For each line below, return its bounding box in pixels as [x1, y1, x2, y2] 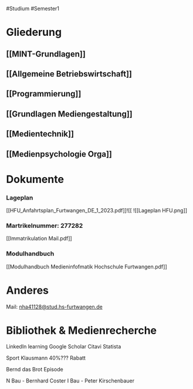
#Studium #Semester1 [6, 5, 60, 12]
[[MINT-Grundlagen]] [6, 49, 86, 59]
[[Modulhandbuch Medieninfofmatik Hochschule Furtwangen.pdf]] [6, 263, 167, 270]
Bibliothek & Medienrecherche [6, 324, 157, 337]
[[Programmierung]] [6, 89, 82, 99]
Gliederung [6, 26, 62, 39]
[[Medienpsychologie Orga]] [6, 149, 113, 159]
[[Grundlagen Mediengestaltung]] [6, 109, 133, 119]
